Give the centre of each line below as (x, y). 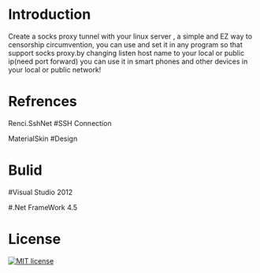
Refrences (43, 102)
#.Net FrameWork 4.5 (43, 207)
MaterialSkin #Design (43, 138)
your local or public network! (55, 69)
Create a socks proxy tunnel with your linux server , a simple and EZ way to (130, 36)
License (35, 239)
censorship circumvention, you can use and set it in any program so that (125, 44)
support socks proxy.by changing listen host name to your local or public (126, 53)
